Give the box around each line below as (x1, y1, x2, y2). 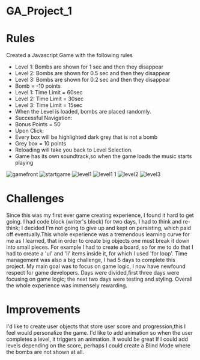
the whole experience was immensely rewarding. (6, 282, 128, 289)
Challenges (6, 192, 64, 206)
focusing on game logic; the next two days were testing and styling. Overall (6, 275, 193, 283)
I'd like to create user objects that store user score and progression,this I (6, 323, 186, 330)
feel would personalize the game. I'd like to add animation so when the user (6, 329, 193, 336)
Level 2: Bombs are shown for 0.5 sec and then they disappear (14, 70, 171, 77)
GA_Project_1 (6, 4, 72, 18)
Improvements (6, 303, 80, 317)
